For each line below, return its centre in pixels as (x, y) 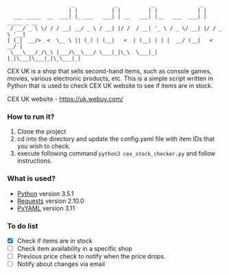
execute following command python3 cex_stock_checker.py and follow (116, 154)
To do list (23, 226)
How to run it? (31, 117)
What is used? (32, 178)
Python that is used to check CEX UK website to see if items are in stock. (110, 86)
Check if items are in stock (55, 241)
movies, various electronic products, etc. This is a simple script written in (110, 78)
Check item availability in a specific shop (74, 248)
